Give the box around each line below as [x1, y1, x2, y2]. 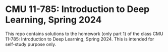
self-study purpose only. [5, 41, 57, 47]
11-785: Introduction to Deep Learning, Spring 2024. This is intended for [5, 36, 154, 42]
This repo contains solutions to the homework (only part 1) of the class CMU [5, 30, 163, 36]
